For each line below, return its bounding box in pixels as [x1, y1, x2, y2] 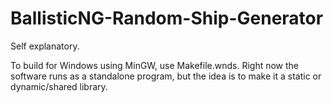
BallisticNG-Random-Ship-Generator [10, 7, 324, 30]
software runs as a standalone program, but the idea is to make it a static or [10, 70, 322, 82]
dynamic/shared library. [10, 80, 108, 92]
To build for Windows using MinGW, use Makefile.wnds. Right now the [10, 59, 300, 71]
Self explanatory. [10, 40, 80, 52]
